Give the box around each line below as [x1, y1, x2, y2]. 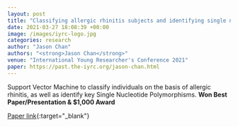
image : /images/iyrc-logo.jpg [7, 30, 97, 38]
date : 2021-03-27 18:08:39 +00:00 [7, 23, 110, 31]
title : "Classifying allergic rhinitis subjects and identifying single [7, 17, 227, 24]
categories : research [7, 37, 72, 44]
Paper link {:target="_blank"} [7, 111, 90, 120]
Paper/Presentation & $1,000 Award [7, 97, 115, 106]
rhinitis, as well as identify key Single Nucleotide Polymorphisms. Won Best [7, 90, 228, 99]
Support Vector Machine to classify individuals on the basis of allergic [7, 82, 211, 91]
